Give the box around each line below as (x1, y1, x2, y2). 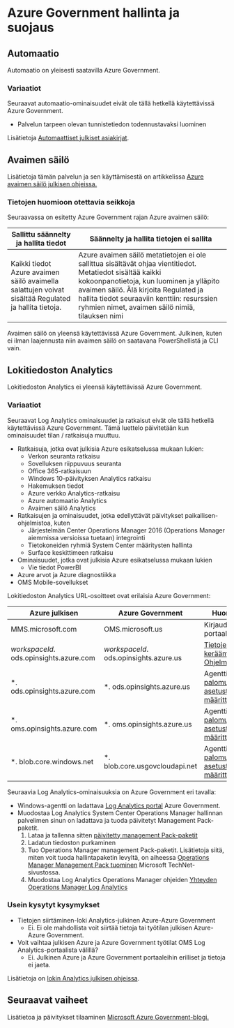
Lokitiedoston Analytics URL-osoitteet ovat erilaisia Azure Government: (7, 591, 211, 599)
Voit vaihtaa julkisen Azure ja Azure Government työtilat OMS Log (17, 938, 205, 946)
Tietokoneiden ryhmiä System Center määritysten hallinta (27, 541, 193, 549)
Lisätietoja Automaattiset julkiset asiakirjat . (7, 134, 130, 142)
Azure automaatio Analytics (27, 496, 107, 505)
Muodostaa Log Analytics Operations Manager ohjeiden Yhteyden (27, 875, 217, 884)
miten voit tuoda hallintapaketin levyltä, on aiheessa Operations (27, 853, 210, 861)
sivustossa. (27, 867, 61, 877)
